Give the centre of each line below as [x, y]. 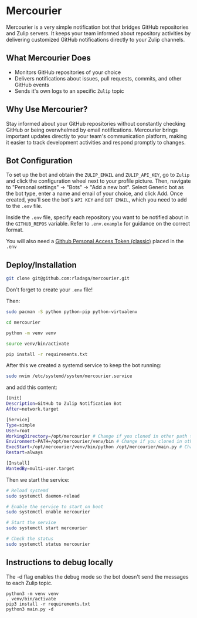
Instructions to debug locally [60, 562]
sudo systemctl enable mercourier [48, 512]
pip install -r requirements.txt [47, 354]
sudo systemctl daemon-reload [43, 496]
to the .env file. [24, 206]
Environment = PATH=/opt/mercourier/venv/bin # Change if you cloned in [94, 442]
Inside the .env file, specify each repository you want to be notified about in [98, 217]
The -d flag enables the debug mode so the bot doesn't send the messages [97, 576]
